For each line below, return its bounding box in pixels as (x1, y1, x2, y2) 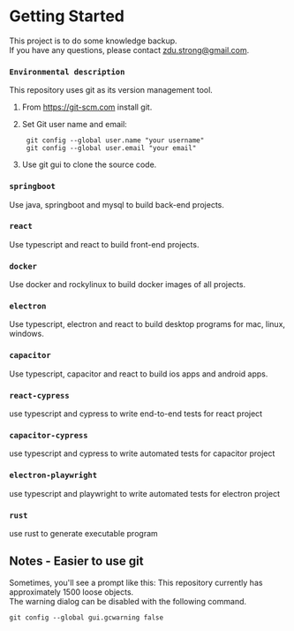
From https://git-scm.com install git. (21, 102, 153, 112)
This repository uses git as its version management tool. (9, 85, 214, 95)
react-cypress (9, 391, 70, 400)
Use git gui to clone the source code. (21, 159, 157, 170)
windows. (9, 329, 44, 339)
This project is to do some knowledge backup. (9, 35, 178, 46)
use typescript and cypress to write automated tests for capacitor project (9, 448, 275, 459)
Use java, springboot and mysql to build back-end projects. (9, 199, 225, 209)
